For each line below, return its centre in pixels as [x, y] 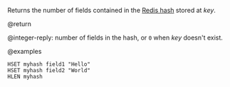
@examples [25, 51]
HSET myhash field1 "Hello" [49, 64]
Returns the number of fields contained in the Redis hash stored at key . [111, 10]
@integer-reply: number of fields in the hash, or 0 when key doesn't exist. [115, 37]
